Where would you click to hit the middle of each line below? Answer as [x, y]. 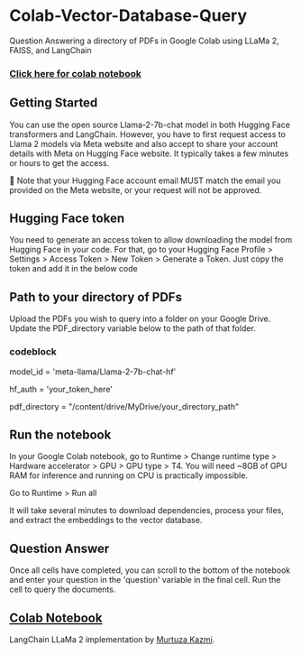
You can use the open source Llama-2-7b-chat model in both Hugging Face [150, 124]
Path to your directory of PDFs [96, 297]
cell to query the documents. [63, 590]
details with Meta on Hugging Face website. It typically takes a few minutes [149, 153]
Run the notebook [60, 434]
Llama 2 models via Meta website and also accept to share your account [144, 143]
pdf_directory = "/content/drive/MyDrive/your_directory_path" [124, 406]
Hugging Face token [67, 219]
